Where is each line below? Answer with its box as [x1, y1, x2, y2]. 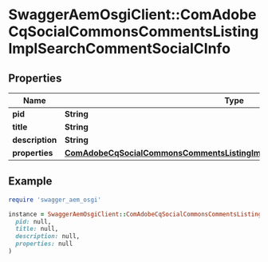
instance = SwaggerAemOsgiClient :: [8, 210, 127, 218]
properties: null [15, 240, 73, 248]
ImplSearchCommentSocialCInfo [8, 40, 231, 58]
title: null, [15, 225, 59, 233]
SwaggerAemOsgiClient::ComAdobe [8, 6, 257, 24]
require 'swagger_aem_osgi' [8, 196, 102, 204]
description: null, [15, 232, 81, 240]
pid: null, [15, 217, 52, 225]
